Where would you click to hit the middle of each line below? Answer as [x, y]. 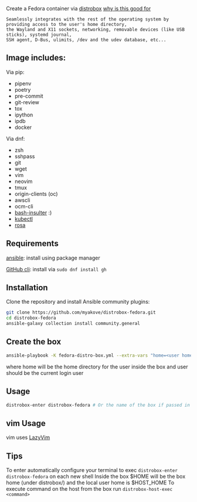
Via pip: [15, 72]
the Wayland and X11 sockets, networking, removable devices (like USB [95, 29]
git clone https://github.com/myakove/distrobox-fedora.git [81, 312]
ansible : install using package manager [53, 258]
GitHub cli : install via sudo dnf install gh [56, 269]
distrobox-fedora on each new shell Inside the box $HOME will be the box [96, 477]
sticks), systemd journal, [39, 35]
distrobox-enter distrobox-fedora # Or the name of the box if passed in [98, 405]
